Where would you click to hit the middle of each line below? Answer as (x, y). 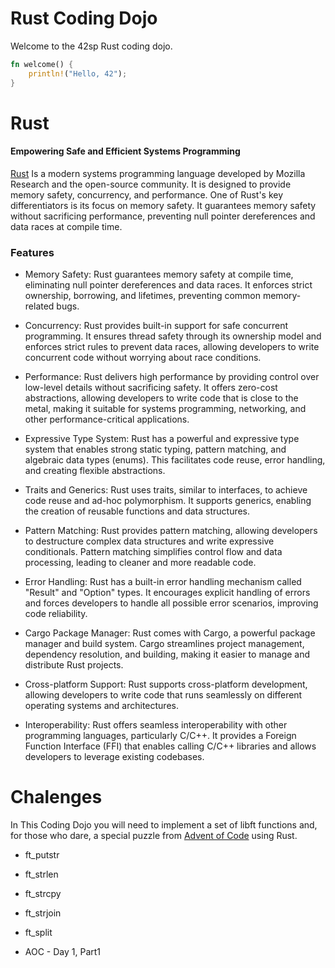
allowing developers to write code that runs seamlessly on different (163, 695)
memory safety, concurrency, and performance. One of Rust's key (147, 194)
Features (32, 252)
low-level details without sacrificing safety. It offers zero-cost (151, 388)
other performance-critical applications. (107, 419)
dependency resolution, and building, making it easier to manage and (167, 654)
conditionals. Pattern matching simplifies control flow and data (153, 552)
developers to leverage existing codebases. (114, 757)
